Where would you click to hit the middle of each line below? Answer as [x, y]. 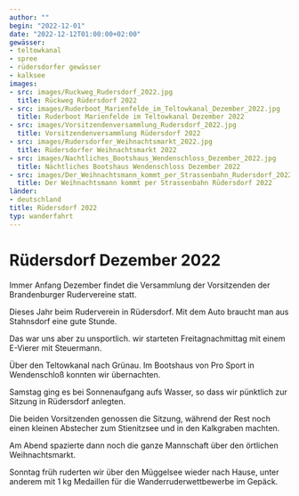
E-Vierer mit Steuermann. [56, 347]
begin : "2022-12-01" [48, 26]
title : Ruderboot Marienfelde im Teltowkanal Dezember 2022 [131, 117]
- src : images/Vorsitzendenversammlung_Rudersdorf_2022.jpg [123, 126]
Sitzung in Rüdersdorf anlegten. [68, 401]
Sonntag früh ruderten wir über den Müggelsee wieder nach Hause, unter [144, 472]
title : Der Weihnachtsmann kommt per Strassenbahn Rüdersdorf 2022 [145, 183]
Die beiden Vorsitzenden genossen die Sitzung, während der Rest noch [140, 419]
